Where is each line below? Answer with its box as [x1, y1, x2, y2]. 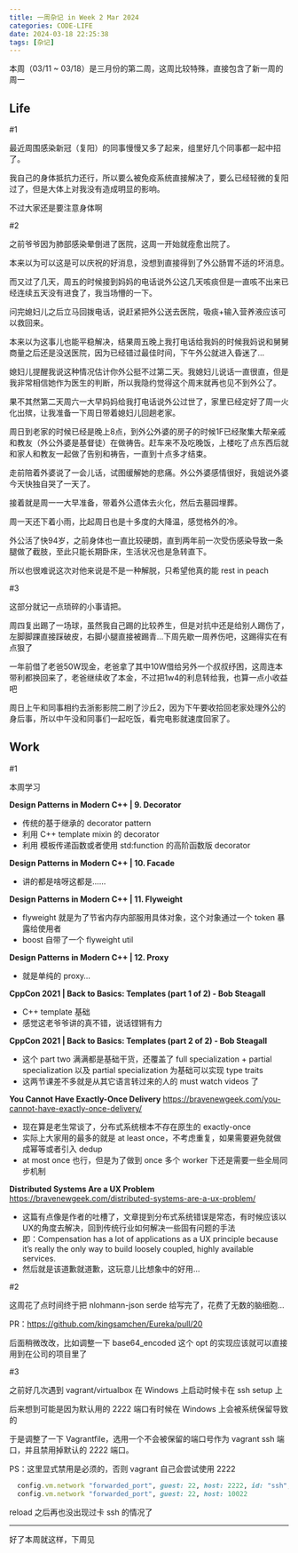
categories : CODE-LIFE [9, 21, 93, 30]
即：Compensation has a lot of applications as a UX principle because [21, 1233, 278, 1244]
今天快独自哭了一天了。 [9, 479, 95, 490]
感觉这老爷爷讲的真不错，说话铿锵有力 [21, 1017, 162, 1028]
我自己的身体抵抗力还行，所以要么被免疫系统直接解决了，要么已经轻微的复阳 [9, 172, 289, 183]
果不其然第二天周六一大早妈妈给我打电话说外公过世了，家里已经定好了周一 [9, 396, 281, 407]
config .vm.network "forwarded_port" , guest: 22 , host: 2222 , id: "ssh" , [17, 1481, 292, 1490]
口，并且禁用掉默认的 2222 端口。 [9, 1445, 135, 1455]
